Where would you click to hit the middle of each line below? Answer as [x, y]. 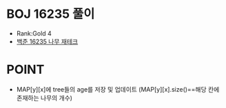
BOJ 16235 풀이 [51, 14]
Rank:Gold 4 [34, 33]
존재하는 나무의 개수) [44, 98]
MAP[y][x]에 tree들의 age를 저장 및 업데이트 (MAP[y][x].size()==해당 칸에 [118, 89]
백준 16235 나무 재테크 [47, 41]
